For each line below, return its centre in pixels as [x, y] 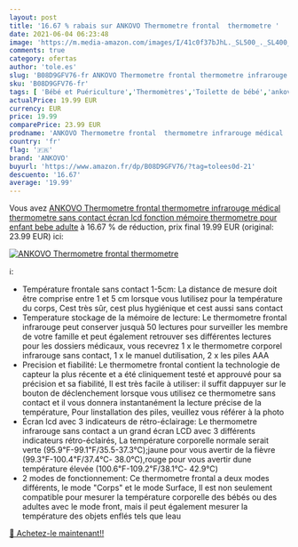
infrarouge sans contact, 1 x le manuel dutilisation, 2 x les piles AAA [145, 356]
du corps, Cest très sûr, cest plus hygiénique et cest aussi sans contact [153, 309]
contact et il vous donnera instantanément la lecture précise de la [141, 403]
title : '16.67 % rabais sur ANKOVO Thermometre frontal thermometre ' [144, 26]
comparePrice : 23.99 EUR [55, 125]
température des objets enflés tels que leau [102, 516]
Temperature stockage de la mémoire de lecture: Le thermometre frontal [154, 318]
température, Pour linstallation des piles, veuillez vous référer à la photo [153, 412]
